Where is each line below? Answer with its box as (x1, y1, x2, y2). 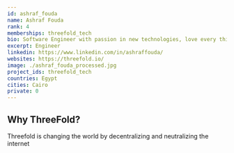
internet (7, 139, 30, 147)
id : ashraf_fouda (7, 10, 58, 17)
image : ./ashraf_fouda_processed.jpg (7, 62, 117, 69)
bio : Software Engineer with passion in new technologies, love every (7, 36, 217, 43)
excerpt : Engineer (7, 42, 61, 49)
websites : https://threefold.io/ (7, 56, 104, 63)
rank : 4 (7, 23, 30, 30)
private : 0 (7, 88, 39, 95)
